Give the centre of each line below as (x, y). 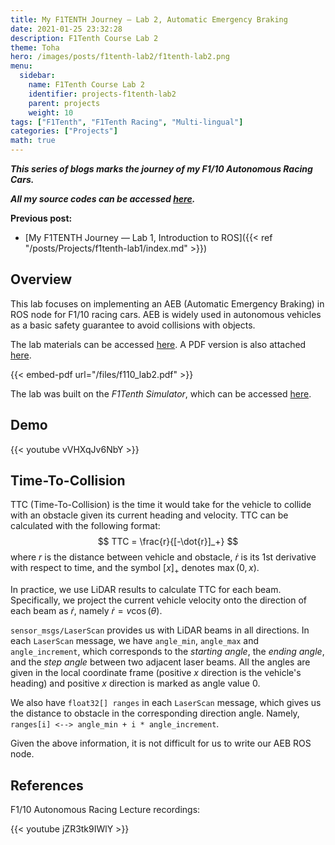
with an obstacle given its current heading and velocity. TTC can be (149, 515)
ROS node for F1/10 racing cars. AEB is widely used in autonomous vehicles (166, 314)
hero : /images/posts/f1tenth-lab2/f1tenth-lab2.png (120, 57)
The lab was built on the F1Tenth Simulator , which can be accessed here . (161, 393)
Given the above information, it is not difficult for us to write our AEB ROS (161, 743)
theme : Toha (35, 47)
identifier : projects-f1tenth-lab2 (102, 94)
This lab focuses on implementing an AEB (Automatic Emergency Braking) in (167, 303)
